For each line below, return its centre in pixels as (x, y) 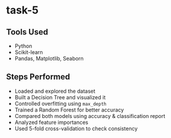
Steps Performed (38, 77)
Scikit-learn (29, 52)
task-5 (22, 10)
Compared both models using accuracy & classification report (90, 116)
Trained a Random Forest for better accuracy (69, 110)
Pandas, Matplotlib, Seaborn (49, 58)
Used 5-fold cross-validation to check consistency (76, 128)
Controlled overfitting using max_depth (60, 103)
